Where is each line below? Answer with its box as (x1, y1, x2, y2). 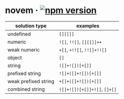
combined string (7, 85, 45, 92)
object (7, 54, 22, 61)
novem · (5, 5, 38, 16)
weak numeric (7, 46, 40, 53)
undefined (7, 31, 31, 37)
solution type (15, 22, 47, 29)
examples (76, 22, 100, 29)
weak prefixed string (7, 78, 54, 84)
